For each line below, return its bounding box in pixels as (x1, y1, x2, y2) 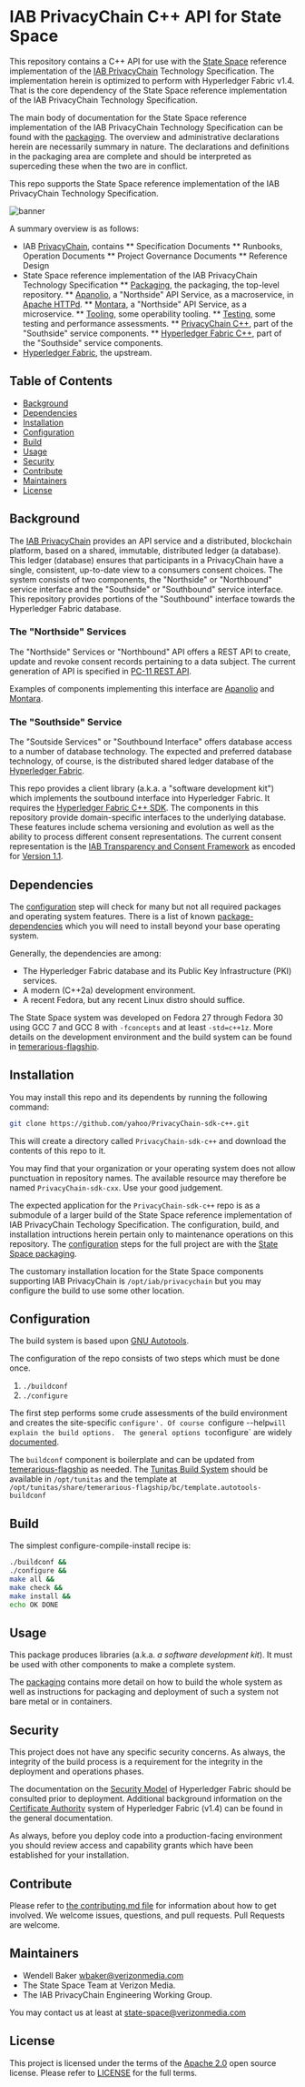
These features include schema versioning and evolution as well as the (9, 822, 275, 833)
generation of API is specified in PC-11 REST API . (9, 665, 192, 676)
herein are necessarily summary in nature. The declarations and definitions (9, 141, 290, 152)
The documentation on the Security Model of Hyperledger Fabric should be (9, 1784, 292, 1795)
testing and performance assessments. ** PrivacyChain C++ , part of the (22, 318, 293, 329)
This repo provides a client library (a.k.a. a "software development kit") (9, 783, 275, 794)
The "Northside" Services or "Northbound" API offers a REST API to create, (9, 646, 291, 657)
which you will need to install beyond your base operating (64, 920, 280, 931)
